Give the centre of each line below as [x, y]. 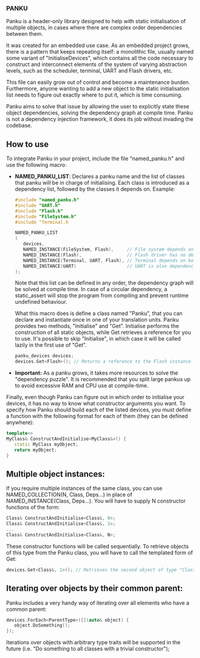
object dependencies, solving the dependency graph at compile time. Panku [100, 113]
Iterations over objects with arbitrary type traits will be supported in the [93, 643]
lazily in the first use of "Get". [51, 345]
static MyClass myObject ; [46, 444]
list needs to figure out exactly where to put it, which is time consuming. [94, 95]
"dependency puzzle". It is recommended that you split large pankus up [103, 379]
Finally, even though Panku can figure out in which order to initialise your [95, 397]
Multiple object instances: [56, 474]
